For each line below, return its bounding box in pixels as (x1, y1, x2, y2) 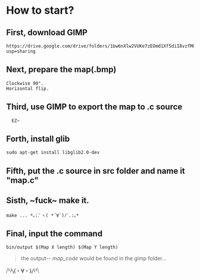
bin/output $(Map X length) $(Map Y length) (6, 244, 118, 251)
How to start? (6, 4, 74, 17)
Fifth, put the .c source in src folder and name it (6, 165, 186, 176)
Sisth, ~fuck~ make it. (6, 195, 89, 206)
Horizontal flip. (6, 85, 49, 91)
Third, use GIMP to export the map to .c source (6, 102, 183, 112)
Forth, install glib (6, 134, 70, 144)
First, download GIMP (6, 27, 88, 38)
